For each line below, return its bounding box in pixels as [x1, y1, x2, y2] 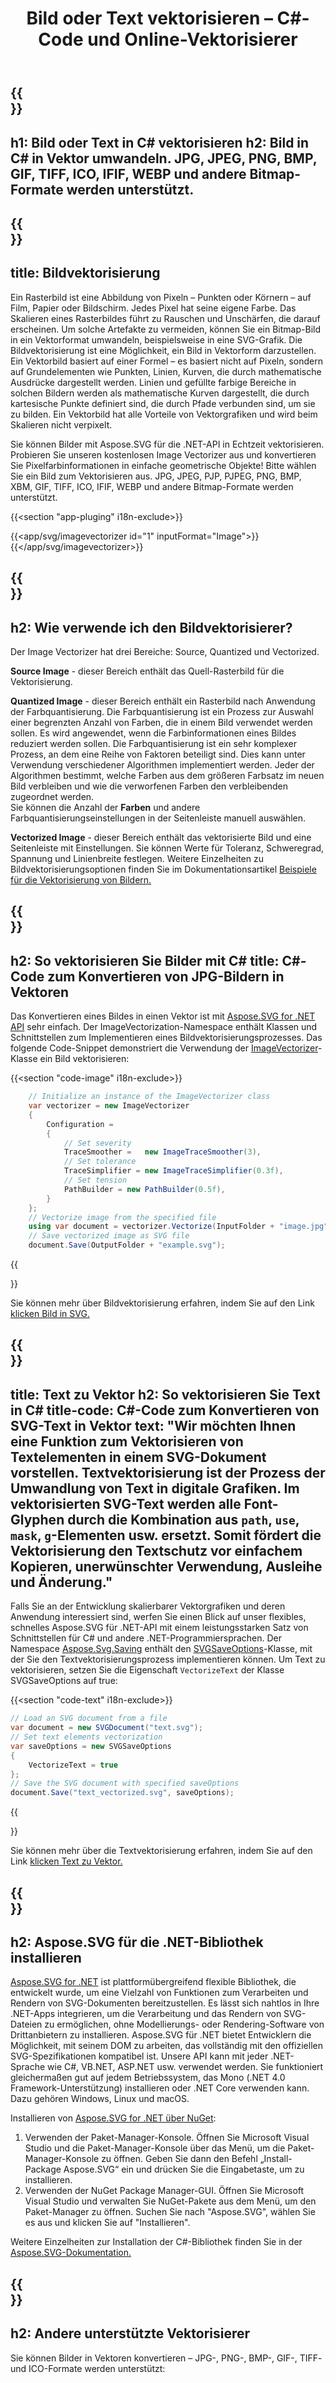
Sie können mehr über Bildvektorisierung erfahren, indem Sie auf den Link [10, 1297, 315, 1309]
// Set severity [63, 1138, 132, 1148]
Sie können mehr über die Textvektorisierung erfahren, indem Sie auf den [10, 1845, 313, 1857]
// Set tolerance [63, 1157, 137, 1167]
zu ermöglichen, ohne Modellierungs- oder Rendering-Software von [44, 2018, 325, 2031]
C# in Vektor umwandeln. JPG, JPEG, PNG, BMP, [10, 150, 318, 167]
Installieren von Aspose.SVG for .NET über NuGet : [10, 2112, 217, 2124]
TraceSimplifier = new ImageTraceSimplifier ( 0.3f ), [63, 1166, 284, 1176]
